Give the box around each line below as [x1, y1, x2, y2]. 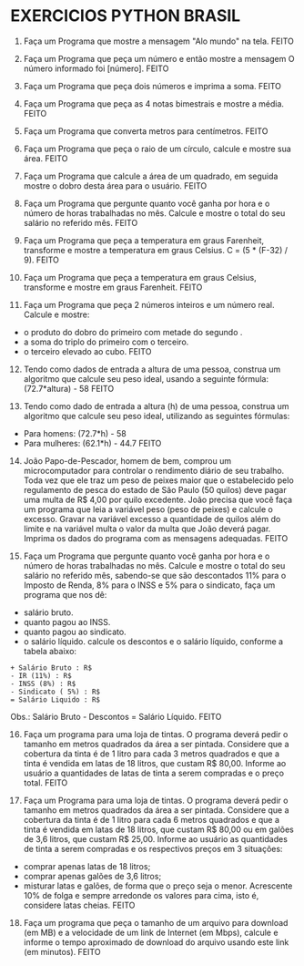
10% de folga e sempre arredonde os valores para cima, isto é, [23, 889, 259, 900]
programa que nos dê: [23, 589, 107, 600]
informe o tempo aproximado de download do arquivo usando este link [23, 936, 289, 948]
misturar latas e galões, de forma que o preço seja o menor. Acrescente [23, 880, 293, 891]
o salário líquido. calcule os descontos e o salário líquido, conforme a [23, 635, 284, 647]
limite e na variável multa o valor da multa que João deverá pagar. [23, 523, 271, 534]
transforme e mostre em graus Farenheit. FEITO [23, 282, 203, 293]
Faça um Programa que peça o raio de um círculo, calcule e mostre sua [23, 143, 292, 154]
